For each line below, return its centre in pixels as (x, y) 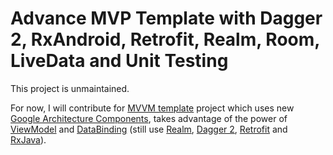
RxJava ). (28, 139)
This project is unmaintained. (70, 88)
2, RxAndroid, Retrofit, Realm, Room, (165, 39)
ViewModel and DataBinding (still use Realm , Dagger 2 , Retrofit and (149, 129)
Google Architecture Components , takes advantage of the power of (149, 118)
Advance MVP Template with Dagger (166, 18)
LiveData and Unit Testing (119, 61)
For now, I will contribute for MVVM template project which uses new (152, 108)
